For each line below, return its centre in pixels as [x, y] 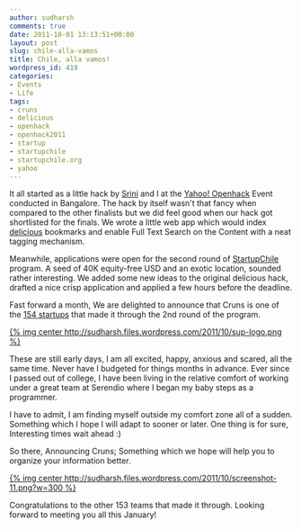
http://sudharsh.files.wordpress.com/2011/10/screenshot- [170, 479]
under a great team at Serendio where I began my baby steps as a [132, 388]
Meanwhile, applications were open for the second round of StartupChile [144, 259]
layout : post [34, 43]
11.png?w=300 [36, 488]
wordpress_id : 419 [44, 68]
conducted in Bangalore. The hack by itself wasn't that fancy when [133, 203]
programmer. [33, 398]
